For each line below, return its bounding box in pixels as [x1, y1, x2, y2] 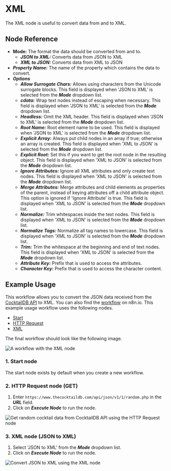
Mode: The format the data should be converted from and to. [12, 48, 141, 54]
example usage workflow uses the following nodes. [5, 304, 113, 311]
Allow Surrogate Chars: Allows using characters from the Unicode [20, 81, 161, 87]
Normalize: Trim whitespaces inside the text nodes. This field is [20, 211, 155, 217]
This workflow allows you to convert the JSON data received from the [5, 294, 152, 300]
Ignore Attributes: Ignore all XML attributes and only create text [20, 168, 155, 174]
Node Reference [5, 35, 58, 43]
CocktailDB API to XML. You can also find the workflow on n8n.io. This [5, 299, 154, 305]
